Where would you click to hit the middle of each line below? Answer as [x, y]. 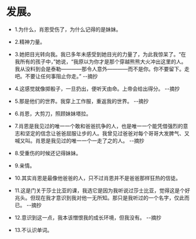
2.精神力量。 [30, 42]
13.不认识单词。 [33, 230]
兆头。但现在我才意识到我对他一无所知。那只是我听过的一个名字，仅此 [99, 197]
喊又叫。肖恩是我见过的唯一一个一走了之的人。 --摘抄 [80, 141]
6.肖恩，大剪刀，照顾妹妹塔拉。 [53, 113]
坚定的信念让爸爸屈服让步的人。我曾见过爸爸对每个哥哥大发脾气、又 [107, 133]
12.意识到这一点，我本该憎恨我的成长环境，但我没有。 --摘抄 [88, 217]
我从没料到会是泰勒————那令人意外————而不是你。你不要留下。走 [102, 69]
